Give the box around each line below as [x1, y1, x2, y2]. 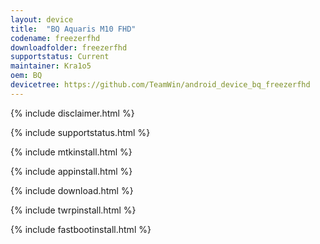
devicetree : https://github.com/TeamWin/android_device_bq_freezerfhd [10, 80, 311, 90]
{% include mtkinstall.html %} [10, 146, 133, 158]
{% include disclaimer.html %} [10, 107, 135, 119]
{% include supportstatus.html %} [10, 126, 151, 138]
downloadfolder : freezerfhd [10, 42, 128, 53]
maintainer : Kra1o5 [10, 61, 92, 71]
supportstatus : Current [10, 52, 110, 62]
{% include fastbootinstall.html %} [10, 223, 152, 235]
